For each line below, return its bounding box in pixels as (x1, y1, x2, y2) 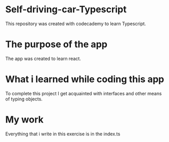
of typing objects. (5, 96, 43, 102)
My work (5, 114, 44, 125)
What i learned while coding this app (5, 73, 164, 85)
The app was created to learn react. (5, 55, 81, 62)
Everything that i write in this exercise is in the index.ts (5, 131, 121, 137)
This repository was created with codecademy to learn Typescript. (5, 21, 146, 27)
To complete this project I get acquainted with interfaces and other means (5, 90, 162, 96)
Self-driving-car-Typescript (5, 4, 127, 15)
